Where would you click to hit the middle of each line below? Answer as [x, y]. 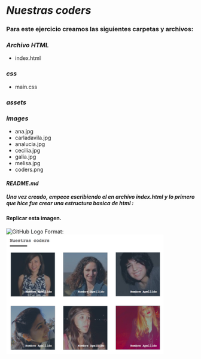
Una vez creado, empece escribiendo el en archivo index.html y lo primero [100, 197]
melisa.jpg [28, 163]
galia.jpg [25, 157]
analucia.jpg [30, 144]
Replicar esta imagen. [34, 218]
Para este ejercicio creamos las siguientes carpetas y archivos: [100, 29]
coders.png [29, 169]
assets [16, 102]
